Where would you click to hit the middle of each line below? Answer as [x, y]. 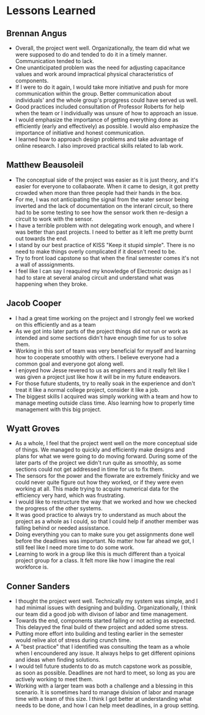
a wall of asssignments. [45, 264]
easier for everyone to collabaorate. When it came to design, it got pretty [107, 186]
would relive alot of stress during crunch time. [73, 640]
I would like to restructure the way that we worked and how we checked [106, 502]
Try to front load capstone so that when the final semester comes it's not [107, 258]
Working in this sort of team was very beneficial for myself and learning [105, 351]
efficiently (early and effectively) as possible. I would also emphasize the [107, 126]
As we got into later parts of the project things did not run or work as [102, 331]
